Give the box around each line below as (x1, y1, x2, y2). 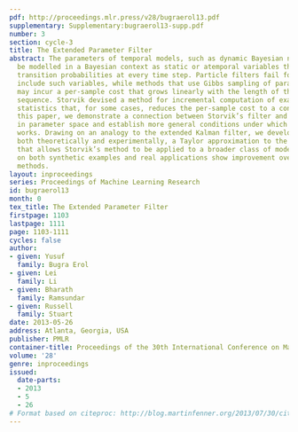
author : (9, 244, 38, 253)
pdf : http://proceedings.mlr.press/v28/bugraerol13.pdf (9, 12, 220, 22)
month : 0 (9, 194, 42, 204)
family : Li (17, 277, 58, 286)
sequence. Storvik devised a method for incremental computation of (17, 95, 276, 105)
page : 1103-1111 (9, 227, 69, 236)
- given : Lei (9, 269, 58, 278)
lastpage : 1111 (9, 219, 66, 228)
